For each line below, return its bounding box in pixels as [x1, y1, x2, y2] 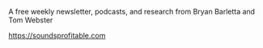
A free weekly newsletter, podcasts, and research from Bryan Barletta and [8, 7, 256, 16]
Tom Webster [8, 15, 53, 25]
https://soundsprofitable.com [8, 31, 106, 40]
